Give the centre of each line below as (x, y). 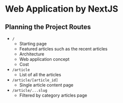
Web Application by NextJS (61, 9)
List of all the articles (40, 75)
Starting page (33, 44)
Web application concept (44, 59)
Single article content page (46, 85)
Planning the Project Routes (48, 27)
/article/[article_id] (35, 80)
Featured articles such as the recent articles (63, 49)
